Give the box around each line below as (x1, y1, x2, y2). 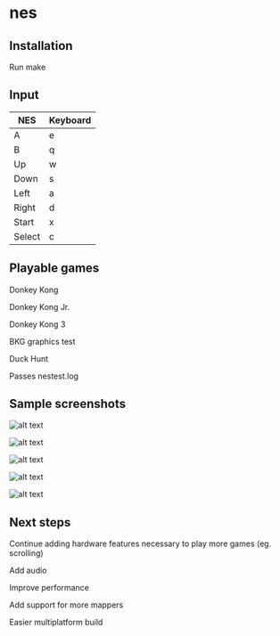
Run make (9, 61, 46, 72)
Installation (9, 38, 73, 53)
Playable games (9, 261, 100, 276)
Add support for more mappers (9, 599, 124, 610)
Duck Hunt (9, 353, 49, 363)
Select (13, 230, 41, 242)
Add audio (9, 565, 47, 576)
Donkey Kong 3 (9, 319, 66, 330)
